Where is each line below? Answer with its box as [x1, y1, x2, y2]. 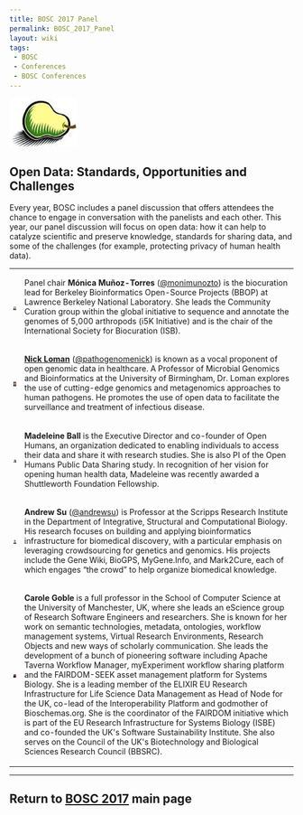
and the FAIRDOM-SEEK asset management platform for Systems [23, 670, 268, 680]
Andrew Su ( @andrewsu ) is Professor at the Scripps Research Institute [23, 506, 289, 517]
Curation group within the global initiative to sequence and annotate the [23, 306, 289, 317]
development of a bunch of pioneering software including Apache [23, 651, 268, 661]
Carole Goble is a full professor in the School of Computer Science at [23, 593, 281, 604]
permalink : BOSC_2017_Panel [9, 23, 115, 33]
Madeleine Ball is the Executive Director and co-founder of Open [23, 430, 268, 441]
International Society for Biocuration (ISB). [23, 325, 181, 336]
